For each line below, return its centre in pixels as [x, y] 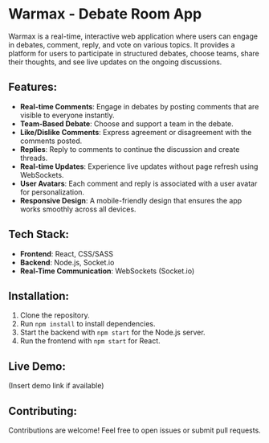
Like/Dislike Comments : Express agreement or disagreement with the [136, 132]
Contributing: [43, 411]
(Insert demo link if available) [56, 386]
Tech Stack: [39, 234]
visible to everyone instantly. [67, 115]
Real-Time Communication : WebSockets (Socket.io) [107, 271]
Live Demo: [37, 366]
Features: [33, 87]
